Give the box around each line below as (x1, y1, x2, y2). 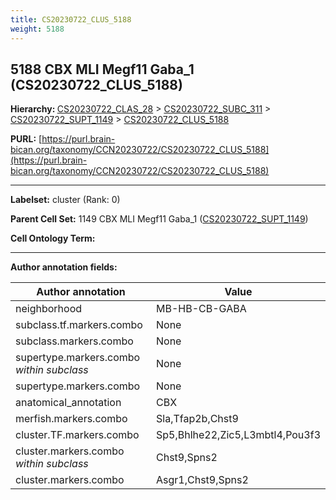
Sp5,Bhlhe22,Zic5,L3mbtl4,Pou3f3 (156, 428, 321, 442)
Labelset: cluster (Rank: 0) (10, 194, 121, 206)
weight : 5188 (10, 24, 65, 34)
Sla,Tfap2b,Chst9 (156, 412, 239, 426)
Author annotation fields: (10, 261, 118, 273)
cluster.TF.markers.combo (15, 428, 140, 442)
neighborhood (15, 302, 83, 316)
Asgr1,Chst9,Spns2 (156, 473, 249, 487)
